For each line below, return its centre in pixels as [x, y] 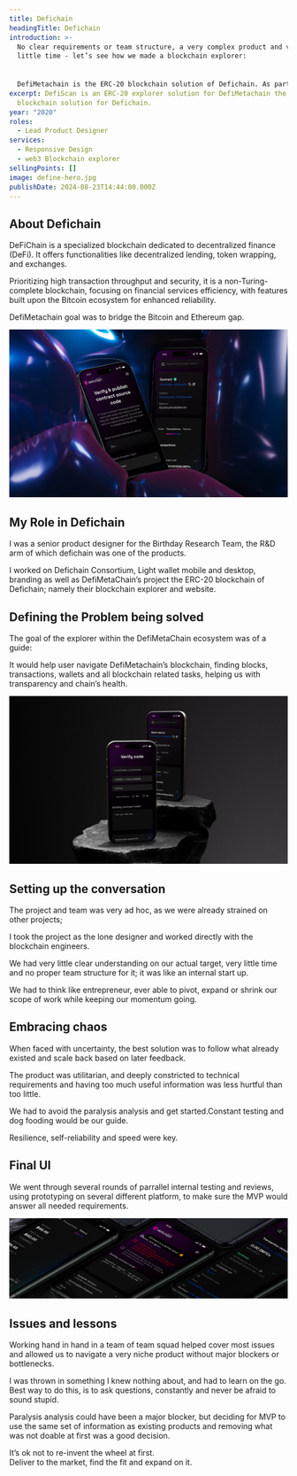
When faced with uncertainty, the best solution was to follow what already [144, 1048]
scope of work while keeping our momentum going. [103, 999]
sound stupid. [34, 1400]
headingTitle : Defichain [55, 28]
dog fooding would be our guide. [69, 1120]
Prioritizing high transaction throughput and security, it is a [116, 281]
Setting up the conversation [88, 889]
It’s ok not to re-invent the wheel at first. [82, 1453]
